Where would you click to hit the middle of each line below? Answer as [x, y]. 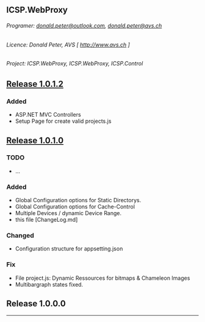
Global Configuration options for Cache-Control [75, 207]
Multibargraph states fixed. [49, 284]
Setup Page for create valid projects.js [63, 121]
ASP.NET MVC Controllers [48, 115]
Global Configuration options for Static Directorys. [78, 200]
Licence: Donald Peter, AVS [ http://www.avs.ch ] [68, 45]
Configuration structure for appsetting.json [69, 249]
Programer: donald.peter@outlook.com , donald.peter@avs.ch [84, 25]
